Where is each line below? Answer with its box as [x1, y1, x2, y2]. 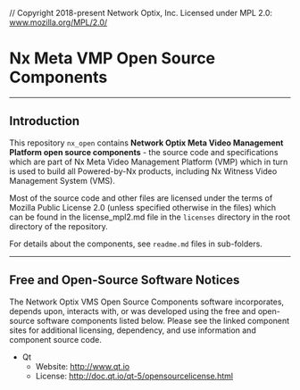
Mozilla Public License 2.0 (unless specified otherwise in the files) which [9, 202, 277, 212]
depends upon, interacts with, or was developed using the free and [9, 305, 256, 316]
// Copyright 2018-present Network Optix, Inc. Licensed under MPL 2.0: [9, 8, 273, 18]
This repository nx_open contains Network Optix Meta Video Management [9, 137, 284, 148]
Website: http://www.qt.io [35, 361, 130, 371]
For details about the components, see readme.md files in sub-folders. [9, 238, 263, 249]
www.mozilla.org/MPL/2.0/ [9, 17, 108, 28]
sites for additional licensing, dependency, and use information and [9, 325, 256, 336]
